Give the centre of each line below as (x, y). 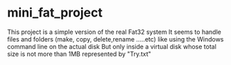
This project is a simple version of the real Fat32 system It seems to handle (114, 32)
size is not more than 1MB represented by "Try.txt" (79, 54)
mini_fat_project (55, 13)
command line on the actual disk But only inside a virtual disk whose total (112, 46)
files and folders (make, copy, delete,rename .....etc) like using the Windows (115, 39)
